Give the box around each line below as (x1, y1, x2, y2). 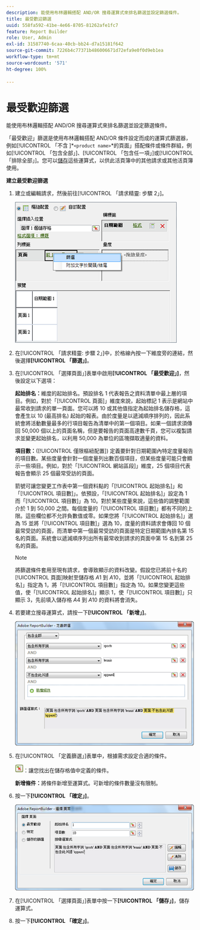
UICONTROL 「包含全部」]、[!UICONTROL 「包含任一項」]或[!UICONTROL (14, 149, 193, 156)
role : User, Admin (6, 35, 52, 41)
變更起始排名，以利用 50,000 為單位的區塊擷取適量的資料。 (25, 435, 171, 442)
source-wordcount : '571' (6, 60, 68, 66)
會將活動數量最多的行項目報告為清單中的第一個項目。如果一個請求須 (20, 420, 187, 427)
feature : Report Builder (6, 29, 68, 35)
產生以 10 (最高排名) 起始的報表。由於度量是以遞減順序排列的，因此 (20, 412, 186, 419)
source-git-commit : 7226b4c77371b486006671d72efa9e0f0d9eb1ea (6, 48, 164, 54)
